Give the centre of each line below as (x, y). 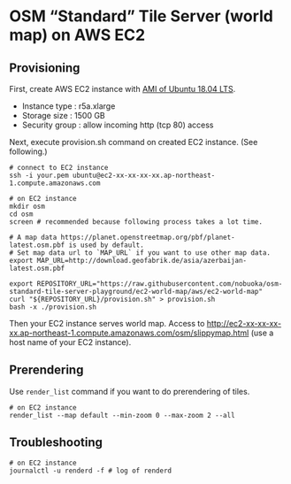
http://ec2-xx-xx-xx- (244, 323)
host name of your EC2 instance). (70, 342)
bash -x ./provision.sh (53, 307)
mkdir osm (27, 206)
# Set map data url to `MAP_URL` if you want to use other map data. (140, 253)
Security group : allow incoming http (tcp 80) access (118, 125)
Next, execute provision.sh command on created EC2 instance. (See (134, 142)
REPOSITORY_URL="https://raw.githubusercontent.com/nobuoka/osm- (160, 284)
